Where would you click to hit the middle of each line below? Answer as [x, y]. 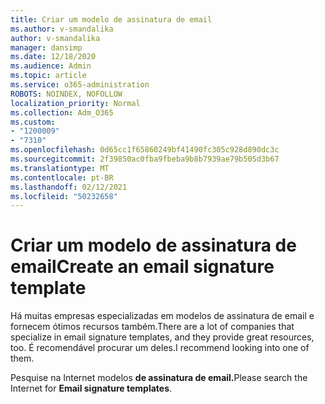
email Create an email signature [142, 267]
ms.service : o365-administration [80, 85]
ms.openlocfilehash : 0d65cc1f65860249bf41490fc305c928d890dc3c [145, 150]
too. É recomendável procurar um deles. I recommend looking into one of [160, 348]
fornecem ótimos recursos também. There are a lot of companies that [152, 327]
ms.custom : [33, 122]
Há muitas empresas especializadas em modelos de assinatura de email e [162, 316]
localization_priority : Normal [75, 103]
